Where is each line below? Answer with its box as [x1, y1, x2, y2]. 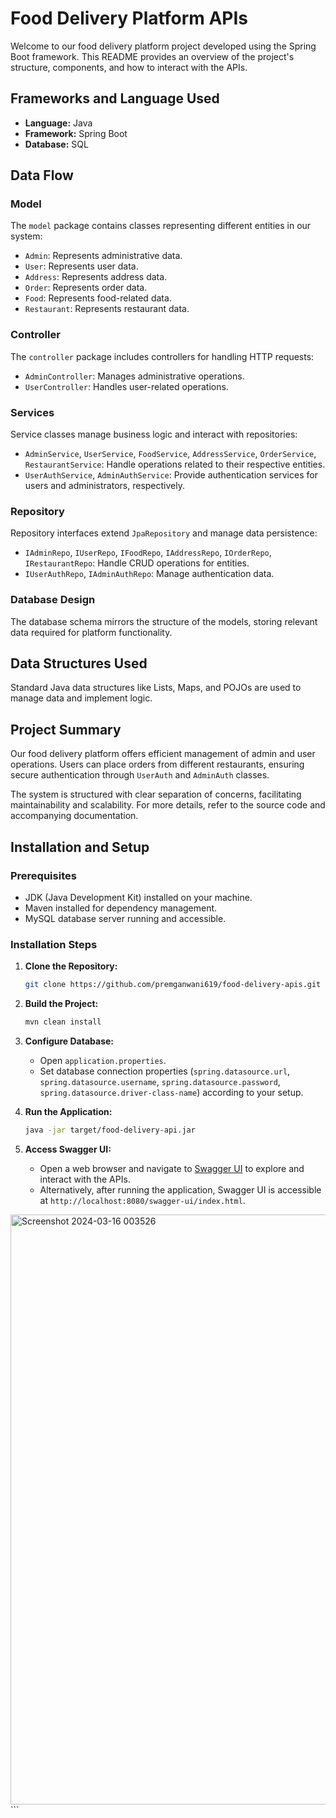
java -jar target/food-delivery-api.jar [24, 1125, 196, 1135]
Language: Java [24, 117, 93, 129]
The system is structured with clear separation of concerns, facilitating [10, 788, 302, 801]
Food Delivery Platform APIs [10, 7, 249, 30]
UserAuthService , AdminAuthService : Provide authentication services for [24, 469, 318, 481]
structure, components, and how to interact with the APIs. [10, 61, 248, 73]
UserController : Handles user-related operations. [24, 380, 229, 392]
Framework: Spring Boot [24, 127, 128, 139]
